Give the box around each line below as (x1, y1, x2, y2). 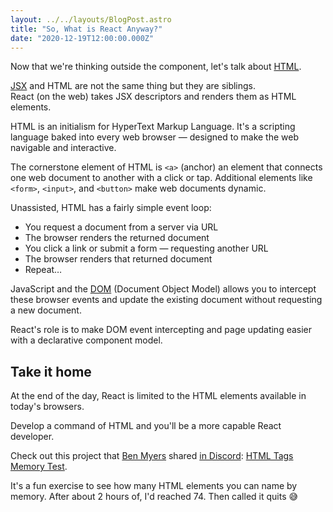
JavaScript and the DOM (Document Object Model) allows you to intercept (10, 283, 317, 295)
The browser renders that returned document (24, 253, 213, 265)
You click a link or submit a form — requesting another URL (24, 242, 269, 255)
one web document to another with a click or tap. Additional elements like (10, 172, 313, 184)
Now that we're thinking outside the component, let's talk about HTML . (10, 61, 302, 73)
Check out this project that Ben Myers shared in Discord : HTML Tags (10, 450, 294, 462)
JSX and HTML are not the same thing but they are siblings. (10, 80, 257, 92)
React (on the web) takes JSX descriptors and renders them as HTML (10, 91, 297, 103)
